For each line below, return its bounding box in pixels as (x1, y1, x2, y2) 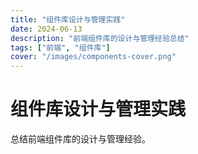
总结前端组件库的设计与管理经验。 (10, 133, 151, 145)
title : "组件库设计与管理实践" (10, 14, 126, 25)
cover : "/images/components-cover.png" (10, 52, 177, 62)
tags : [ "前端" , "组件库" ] (10, 42, 111, 53)
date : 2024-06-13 (10, 24, 83, 34)
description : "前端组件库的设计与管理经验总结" (10, 33, 190, 43)
